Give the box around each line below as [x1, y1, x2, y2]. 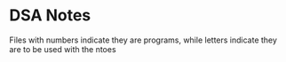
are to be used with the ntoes [9, 43, 117, 54]
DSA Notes [9, 5, 91, 26]
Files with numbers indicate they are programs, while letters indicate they [9, 35, 278, 45]
